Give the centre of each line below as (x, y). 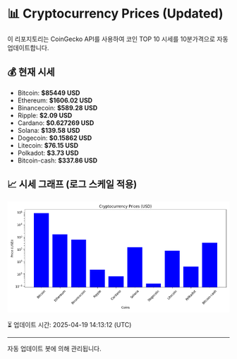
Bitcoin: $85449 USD (49, 93)
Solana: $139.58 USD (49, 130)
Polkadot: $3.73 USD (48, 153)
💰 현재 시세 (31, 72)
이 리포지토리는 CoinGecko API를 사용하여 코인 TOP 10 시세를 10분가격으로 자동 (118, 39)
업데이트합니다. (28, 47)
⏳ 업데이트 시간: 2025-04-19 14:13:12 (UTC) (69, 324)
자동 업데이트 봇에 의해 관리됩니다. (54, 348)
